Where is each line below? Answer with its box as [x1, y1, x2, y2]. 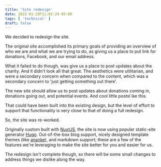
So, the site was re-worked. [5, 117, 60, 123]
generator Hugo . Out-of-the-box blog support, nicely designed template [5, 132, 149, 137]
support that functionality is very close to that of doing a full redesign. [5, 108, 144, 114]
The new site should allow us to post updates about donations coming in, [5, 88, 151, 94]
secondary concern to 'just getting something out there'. [5, 79, 117, 84]
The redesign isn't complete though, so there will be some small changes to [5, 151, 156, 157]
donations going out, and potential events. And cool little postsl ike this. [5, 93, 147, 99]
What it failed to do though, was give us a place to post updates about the [5, 63, 152, 69]
